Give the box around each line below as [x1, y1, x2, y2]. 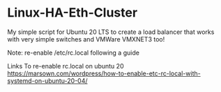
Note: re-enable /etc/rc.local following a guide [7, 48, 139, 57]
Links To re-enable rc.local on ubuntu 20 [7, 62, 124, 70]
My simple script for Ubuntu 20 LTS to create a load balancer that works [7, 28, 215, 36]
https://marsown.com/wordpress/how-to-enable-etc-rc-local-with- [7, 69, 201, 77]
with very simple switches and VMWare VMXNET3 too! [7, 35, 165, 43]
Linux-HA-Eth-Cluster [7, 5, 138, 21]
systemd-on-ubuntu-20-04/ [7, 76, 89, 84]
